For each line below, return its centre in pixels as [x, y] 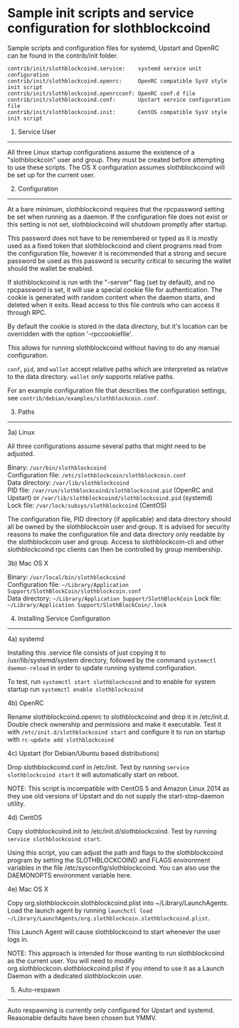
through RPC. [27, 312]
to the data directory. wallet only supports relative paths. [91, 376]
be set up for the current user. [51, 175]
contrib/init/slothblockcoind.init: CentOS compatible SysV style [117, 112]
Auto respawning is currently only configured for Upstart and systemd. [111, 1010]
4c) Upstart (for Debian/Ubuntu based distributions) [84, 753]
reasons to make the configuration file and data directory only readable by [116, 534]
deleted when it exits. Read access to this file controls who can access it [114, 305]
